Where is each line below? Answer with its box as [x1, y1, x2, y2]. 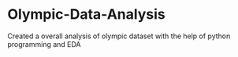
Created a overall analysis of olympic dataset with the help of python [7, 31, 231, 41]
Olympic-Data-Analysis [7, 5, 166, 23]
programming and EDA [7, 39, 81, 48]
